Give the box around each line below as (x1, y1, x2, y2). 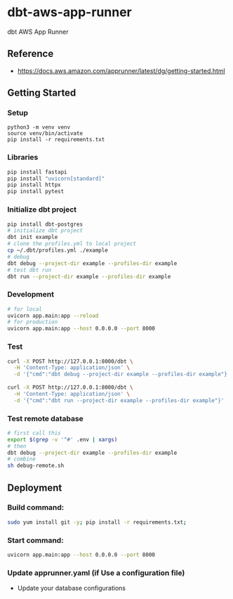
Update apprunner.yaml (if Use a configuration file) (7, 567, 185, 577)
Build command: (7, 503, 65, 513)
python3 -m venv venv (7, 124, 71, 131)
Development (7, 290, 55, 299)
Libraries (7, 153, 39, 162)
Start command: (7, 535, 65, 545)
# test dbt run (7, 266, 52, 273)
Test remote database (7, 413, 84, 423)
